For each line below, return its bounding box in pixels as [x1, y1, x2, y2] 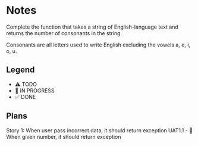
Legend [6, 65, 35, 75]
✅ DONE [14, 93, 36, 100]
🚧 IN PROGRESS [14, 87, 55, 94]
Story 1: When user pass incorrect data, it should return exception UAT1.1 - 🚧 [6, 126, 193, 134]
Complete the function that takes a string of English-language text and [6, 23, 178, 30]
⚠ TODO [14, 80, 37, 88]
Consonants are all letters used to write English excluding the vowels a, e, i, [6, 41, 191, 48]
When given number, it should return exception [6, 133, 121, 140]
